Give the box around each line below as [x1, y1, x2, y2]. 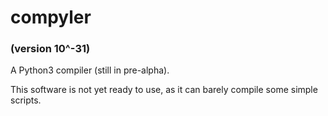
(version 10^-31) [10, 42, 91, 56]
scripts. [10, 94, 42, 106]
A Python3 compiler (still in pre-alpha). [10, 64, 170, 76]
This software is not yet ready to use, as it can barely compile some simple [10, 84, 318, 96]
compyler [10, 6, 92, 29]
